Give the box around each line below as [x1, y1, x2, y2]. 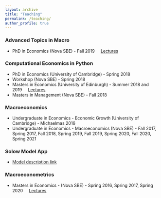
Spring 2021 [12, 136, 36, 142]
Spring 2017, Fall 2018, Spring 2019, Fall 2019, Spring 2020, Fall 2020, [12, 131, 152, 137]
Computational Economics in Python [5, 60, 93, 67]
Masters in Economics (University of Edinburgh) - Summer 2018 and [12, 81, 149, 87]
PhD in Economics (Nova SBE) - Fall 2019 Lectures [12, 48, 118, 54]
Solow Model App [5, 148, 48, 155]
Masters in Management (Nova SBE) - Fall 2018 [12, 92, 107, 98]
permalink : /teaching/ [5, 16, 51, 21]
